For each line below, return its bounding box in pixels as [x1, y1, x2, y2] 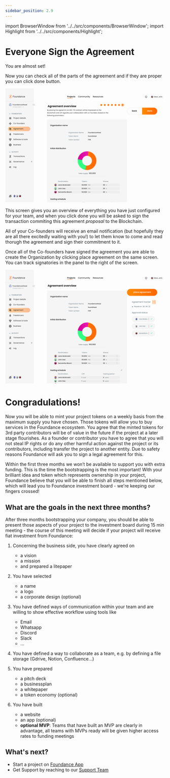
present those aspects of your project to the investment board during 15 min [5, 522, 164, 528]
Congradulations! [5, 397, 81, 408]
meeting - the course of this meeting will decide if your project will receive [5, 527, 161, 533]
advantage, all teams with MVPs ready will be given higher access [20, 728, 159, 734]
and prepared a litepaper [20, 563, 73, 569]
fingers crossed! [5, 488, 40, 495]
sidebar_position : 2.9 [5, 8, 53, 13]
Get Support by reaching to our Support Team [12, 766, 109, 773]
